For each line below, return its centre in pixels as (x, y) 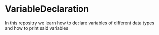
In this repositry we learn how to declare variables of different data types (80, 23)
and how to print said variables (37, 28)
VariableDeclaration (47, 9)
